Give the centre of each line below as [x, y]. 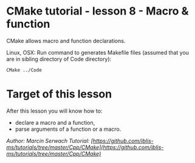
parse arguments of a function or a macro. [68, 129]
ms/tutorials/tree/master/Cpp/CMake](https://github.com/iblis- [85, 147]
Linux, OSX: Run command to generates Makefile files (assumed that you [98, 52]
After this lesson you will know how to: [54, 111]
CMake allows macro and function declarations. [66, 41]
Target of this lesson [59, 94]
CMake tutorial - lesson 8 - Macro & [97, 11]
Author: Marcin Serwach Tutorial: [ [50, 141]
